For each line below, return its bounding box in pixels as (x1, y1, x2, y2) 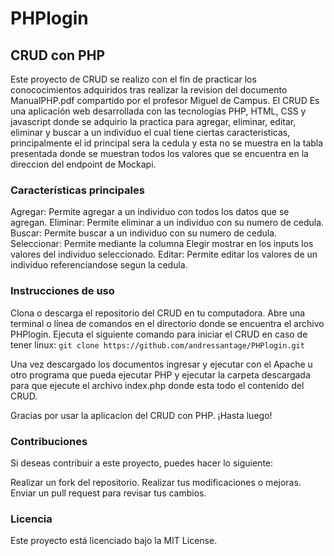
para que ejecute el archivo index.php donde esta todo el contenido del (10, 379, 305, 391)
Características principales (10, 183, 145, 197)
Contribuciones (10, 434, 88, 448)
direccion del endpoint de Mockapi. (10, 158, 157, 170)
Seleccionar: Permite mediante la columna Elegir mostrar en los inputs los (10, 238, 314, 250)
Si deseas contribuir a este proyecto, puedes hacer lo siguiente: (10, 457, 274, 469)
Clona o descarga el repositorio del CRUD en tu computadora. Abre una (10, 307, 306, 319)
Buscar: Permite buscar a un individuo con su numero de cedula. (10, 227, 278, 239)
